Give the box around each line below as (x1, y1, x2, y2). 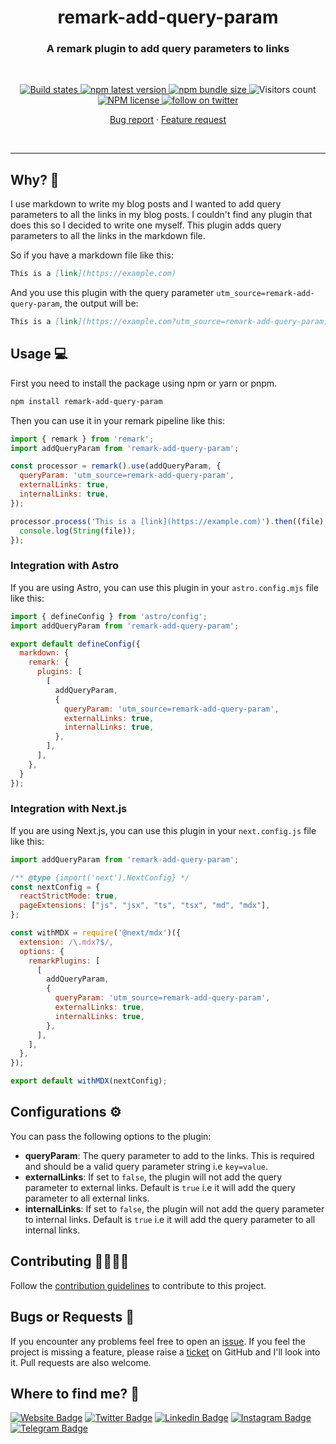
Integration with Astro (10, 559, 120, 573)
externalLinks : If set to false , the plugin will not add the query (24, 1171, 283, 1183)
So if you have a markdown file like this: (10, 249, 174, 261)
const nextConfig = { (10, 882, 101, 892)
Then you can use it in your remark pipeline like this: (10, 414, 226, 426)
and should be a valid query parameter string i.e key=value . (24, 1160, 268, 1172)
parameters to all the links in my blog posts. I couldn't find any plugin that (10, 209, 313, 221)
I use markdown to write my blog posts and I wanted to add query (10, 198, 282, 210)
